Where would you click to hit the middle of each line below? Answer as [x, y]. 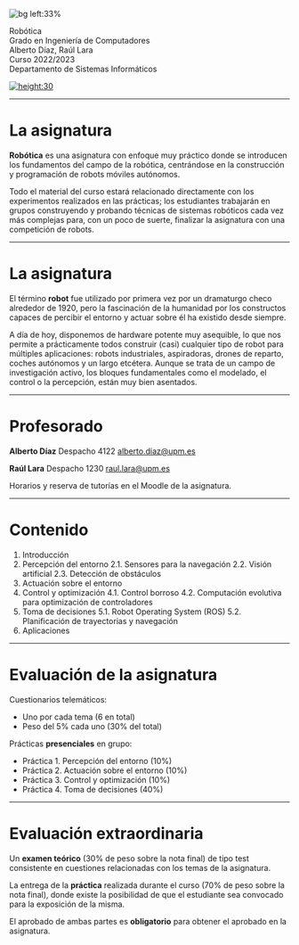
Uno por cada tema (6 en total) [78, 717]
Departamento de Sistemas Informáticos [83, 69]
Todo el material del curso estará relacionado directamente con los [132, 191]
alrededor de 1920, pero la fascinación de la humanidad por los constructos [148, 308]
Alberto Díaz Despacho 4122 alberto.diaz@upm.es [102, 451]
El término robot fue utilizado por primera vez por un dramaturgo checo [141, 298]
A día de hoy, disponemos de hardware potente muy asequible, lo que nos [145, 334]
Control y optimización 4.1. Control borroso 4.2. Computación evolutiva [152, 592]
